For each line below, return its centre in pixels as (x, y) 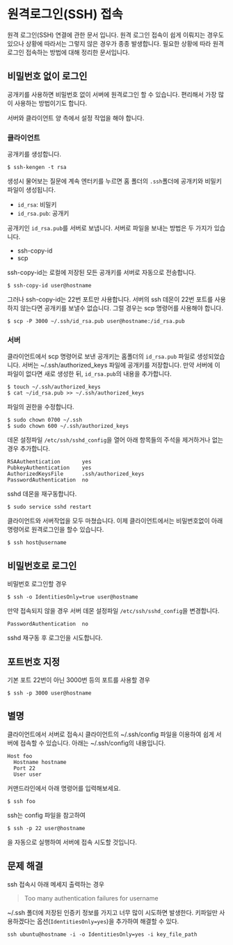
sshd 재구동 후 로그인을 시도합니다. (55, 638)
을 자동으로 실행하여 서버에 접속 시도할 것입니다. (72, 842)
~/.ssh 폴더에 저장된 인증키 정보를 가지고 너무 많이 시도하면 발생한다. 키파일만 (112, 912)
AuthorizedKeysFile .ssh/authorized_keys (76, 474)
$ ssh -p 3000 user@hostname (49, 693)
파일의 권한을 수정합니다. (41, 407)
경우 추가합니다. (29, 449)
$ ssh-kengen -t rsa (37, 168)
